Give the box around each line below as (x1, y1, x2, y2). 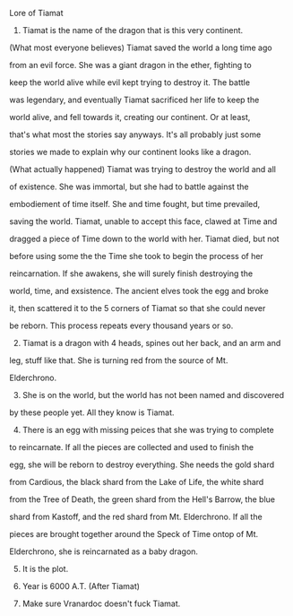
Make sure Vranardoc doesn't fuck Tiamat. (22, 598, 181, 609)
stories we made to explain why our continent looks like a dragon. (9, 147, 252, 157)
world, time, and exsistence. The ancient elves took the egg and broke (9, 286, 269, 296)
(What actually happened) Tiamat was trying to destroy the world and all (9, 164, 276, 174)
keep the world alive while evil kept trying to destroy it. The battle (9, 77, 251, 88)
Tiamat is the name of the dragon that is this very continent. (22, 25, 244, 35)
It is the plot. (22, 564, 69, 574)
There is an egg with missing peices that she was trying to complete (22, 425, 275, 435)
